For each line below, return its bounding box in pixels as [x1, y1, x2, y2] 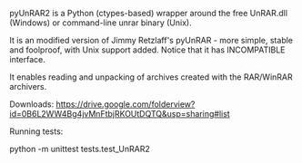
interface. [9, 54, 45, 64]
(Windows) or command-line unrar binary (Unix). [9, 17, 193, 28]
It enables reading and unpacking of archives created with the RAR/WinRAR [9, 72, 293, 82]
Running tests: [9, 126, 64, 137]
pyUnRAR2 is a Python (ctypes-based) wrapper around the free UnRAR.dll [9, 8, 288, 18]
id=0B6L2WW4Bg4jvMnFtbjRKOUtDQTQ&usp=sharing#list [9, 109, 230, 119]
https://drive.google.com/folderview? [55, 99, 196, 110]
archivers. [9, 81, 47, 91]
